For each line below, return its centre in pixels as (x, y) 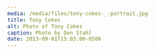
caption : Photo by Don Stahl (50, 33)
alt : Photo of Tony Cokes (45, 26)
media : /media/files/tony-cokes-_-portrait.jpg (78, 13)
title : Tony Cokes (34, 20)
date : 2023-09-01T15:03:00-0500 (54, 39)
